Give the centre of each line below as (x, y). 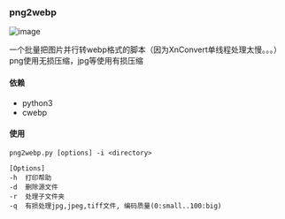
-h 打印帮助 (31, 177)
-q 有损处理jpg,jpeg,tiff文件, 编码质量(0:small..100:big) (116, 206)
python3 (37, 102)
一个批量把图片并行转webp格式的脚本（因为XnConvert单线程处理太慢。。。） (145, 49)
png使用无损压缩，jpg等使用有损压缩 (76, 61)
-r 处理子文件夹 (37, 196)
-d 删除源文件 (34, 187)
